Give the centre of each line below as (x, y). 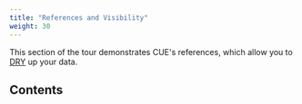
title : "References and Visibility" (79, 18)
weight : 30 (30, 26)
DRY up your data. (44, 61)
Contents (36, 90)
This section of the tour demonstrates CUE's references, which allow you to (151, 52)
